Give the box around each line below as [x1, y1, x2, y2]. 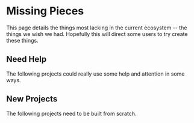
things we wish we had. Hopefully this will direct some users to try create [6, 30, 188, 37]
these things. [6, 37, 39, 44]
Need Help [6, 54, 47, 64]
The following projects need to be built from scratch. [6, 110, 137, 117]
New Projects [6, 94, 58, 104]
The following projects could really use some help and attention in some [6, 70, 185, 77]
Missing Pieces [6, 4, 84, 18]
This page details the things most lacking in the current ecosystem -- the [6, 24, 187, 31]
